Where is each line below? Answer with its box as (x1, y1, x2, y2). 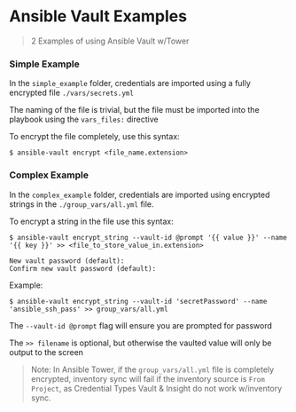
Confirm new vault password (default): (9, 264, 157, 273)
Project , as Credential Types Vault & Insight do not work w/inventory (30, 383, 283, 393)
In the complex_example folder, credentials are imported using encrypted (9, 189, 270, 200)
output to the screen (9, 346, 84, 357)
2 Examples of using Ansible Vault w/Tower (30, 36, 190, 46)
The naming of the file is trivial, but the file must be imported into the (9, 105, 260, 115)
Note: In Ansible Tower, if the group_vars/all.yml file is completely (30, 364, 275, 375)
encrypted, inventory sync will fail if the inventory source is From (30, 373, 266, 384)
